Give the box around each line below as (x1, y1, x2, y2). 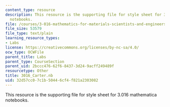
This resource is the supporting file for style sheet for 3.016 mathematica (5, 91, 157, 97)
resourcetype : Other (5, 69, 49, 74)
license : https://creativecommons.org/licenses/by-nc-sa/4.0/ (5, 45, 139, 50)
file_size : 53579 (5, 26, 42, 31)
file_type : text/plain (5, 31, 53, 36)
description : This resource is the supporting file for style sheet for (5, 12, 162, 17)
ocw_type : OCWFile (5, 49, 44, 55)
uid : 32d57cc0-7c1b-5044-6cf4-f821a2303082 (5, 78, 99, 83)
